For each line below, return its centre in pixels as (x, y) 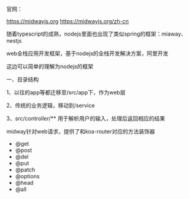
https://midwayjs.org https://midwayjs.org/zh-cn (67, 21)
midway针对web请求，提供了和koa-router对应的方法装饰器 (81, 131)
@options (27, 176)
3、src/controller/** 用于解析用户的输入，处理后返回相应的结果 (86, 118)
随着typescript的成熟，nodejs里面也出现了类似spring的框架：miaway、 (97, 34)
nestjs (14, 41)
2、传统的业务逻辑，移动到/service (51, 105)
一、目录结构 (22, 79)
